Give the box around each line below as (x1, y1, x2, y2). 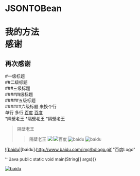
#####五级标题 (5, 97, 36, 103)
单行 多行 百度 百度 (5, 110, 43, 115)
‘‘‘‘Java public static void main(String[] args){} (5, 156, 96, 162)
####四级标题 (5, 92, 33, 97)
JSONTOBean (5, 3, 62, 14)
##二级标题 (5, 80, 28, 85)
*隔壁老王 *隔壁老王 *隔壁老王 (5, 116, 65, 122)
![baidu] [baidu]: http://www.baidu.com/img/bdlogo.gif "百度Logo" (5, 146, 136, 153)
